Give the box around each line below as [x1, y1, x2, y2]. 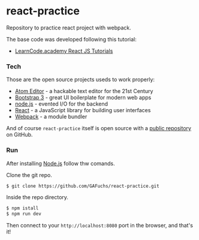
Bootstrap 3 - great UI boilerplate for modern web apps [14, 94, 152, 101]
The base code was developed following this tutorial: [6, 35, 137, 43]
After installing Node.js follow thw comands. [6, 160, 115, 167]
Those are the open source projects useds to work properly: [6, 76, 155, 83]
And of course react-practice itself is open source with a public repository [6, 125, 192, 132]
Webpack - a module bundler [14, 113, 88, 121]
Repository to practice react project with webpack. [6, 24, 132, 31]
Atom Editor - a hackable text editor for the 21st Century [14, 88, 153, 95]
